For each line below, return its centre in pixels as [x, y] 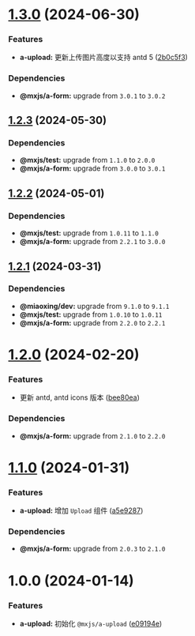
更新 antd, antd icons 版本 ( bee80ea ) [80, 397]
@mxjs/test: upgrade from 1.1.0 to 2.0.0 [87, 160]
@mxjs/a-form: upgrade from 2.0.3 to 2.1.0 [92, 549]
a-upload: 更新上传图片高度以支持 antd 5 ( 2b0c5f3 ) [103, 58]
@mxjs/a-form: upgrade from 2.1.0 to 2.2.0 [92, 435]
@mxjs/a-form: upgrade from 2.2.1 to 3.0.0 [92, 242]
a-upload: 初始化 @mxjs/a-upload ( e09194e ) [91, 623]
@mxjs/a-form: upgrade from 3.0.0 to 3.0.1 [92, 168]
